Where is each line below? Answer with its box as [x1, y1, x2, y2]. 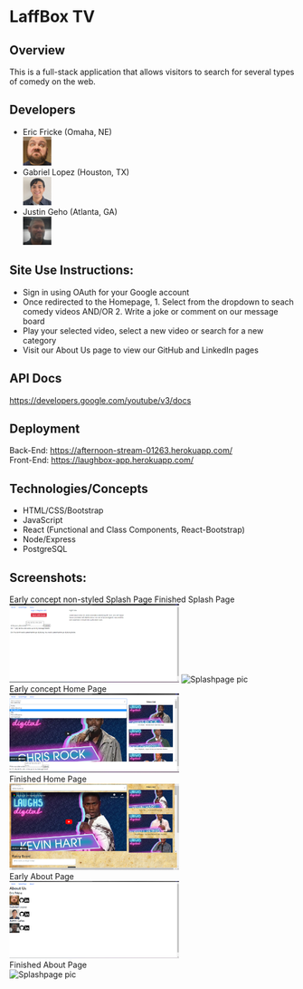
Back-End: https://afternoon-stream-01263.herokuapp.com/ [9, 445, 233, 456]
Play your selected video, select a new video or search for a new [22, 325, 264, 336]
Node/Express [22, 534, 77, 545]
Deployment [9, 421, 80, 436]
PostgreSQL [22, 544, 68, 555]
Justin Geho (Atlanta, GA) [22, 206, 118, 217]
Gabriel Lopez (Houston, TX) [22, 166, 129, 178]
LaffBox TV [9, 6, 95, 27]
